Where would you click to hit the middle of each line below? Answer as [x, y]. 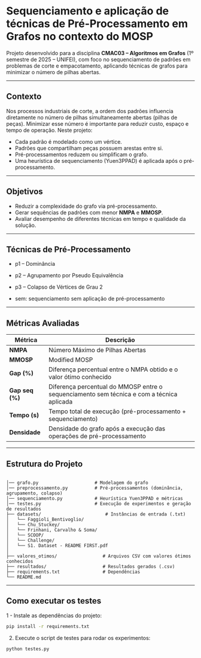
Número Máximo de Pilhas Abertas [98, 350]
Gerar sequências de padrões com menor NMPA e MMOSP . [89, 212]
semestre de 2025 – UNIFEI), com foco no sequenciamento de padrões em [98, 59]
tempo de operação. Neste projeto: [49, 130]
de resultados [24, 509]
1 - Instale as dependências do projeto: [54, 615]
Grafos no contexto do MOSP [80, 37]
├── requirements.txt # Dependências [73, 572]
